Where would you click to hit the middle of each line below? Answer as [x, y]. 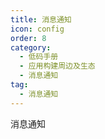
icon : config [37, 29]
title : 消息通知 [41, 19]
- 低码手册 [39, 57]
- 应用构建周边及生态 [57, 66]
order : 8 [28, 38]
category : [31, 47]
